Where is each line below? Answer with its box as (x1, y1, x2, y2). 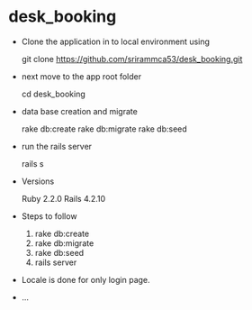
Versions (21, 176, 55, 187)
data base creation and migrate (21, 105, 139, 116)
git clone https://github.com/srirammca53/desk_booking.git (21, 53, 243, 64)
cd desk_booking (21, 88, 86, 99)
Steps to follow (21, 210, 77, 222)
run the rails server (21, 141, 92, 151)
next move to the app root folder (21, 70, 142, 82)
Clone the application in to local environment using (21, 36, 211, 47)
